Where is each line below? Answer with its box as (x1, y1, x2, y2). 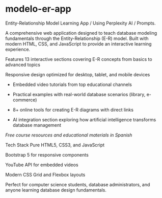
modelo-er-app (5, 3, 71, 15)
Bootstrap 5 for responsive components (5, 151, 89, 158)
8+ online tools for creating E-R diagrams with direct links (12, 106, 134, 113)
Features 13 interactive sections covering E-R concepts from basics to (5, 56, 152, 62)
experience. (5, 46, 31, 52)
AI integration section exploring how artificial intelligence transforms (12, 116, 156, 123)
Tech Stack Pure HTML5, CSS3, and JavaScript (5, 142, 105, 148)
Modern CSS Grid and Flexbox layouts (5, 171, 86, 178)
